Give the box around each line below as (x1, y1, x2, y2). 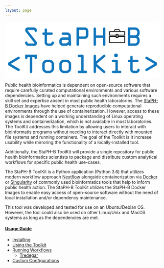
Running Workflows (12, 247, 52, 253)
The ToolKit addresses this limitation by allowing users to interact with (5, 123, 146, 129)
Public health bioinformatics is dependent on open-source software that (5, 82, 151, 88)
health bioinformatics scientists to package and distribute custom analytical (5, 154, 158, 160)
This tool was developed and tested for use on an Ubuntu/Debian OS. (5, 204, 145, 210)
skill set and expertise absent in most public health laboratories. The (5, 97, 143, 103)
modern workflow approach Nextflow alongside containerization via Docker (5, 174, 158, 180)
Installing (12, 237, 31, 243)
